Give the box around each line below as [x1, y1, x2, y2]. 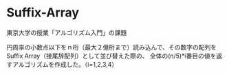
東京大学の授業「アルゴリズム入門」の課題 [6, 28, 127, 36]
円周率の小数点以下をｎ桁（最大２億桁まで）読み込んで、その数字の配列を [6, 43, 217, 51]
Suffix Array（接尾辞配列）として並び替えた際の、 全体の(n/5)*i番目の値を [6, 52, 217, 60]
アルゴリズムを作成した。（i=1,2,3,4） [12, 60, 118, 68]
